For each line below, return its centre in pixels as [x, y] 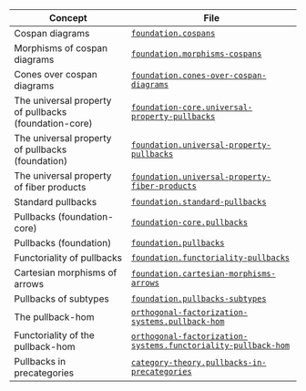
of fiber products [50, 187]
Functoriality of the [55, 335]
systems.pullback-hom [178, 321]
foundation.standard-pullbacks [199, 202]
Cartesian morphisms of [66, 273]
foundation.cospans [173, 33]
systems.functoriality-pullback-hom [210, 345]
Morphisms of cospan [61, 48]
